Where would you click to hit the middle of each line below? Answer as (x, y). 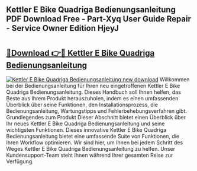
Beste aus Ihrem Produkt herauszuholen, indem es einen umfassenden (92, 98)
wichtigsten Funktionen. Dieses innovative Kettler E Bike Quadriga (86, 130)
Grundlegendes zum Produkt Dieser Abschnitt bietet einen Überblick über (96, 117)
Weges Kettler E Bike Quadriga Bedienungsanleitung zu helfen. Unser (91, 149)
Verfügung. (20, 161)
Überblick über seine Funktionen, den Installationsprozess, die (82, 104)
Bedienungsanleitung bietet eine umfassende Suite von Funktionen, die (93, 136)
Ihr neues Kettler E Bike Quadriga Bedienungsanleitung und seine (85, 123)
